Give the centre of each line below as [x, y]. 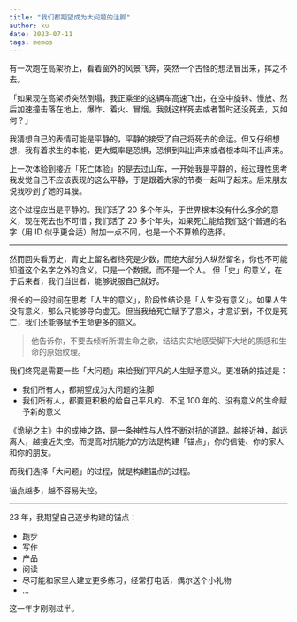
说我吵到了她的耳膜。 [48, 191]
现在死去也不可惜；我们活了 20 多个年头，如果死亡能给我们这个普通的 [152, 221]
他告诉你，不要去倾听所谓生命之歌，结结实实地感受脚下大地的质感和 [155, 341]
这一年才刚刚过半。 [44, 609]
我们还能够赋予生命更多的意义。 [83, 322]
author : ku [29, 26]
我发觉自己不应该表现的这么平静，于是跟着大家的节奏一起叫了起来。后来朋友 [148, 180]
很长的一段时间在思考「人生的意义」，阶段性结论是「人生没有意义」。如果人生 [148, 300]
